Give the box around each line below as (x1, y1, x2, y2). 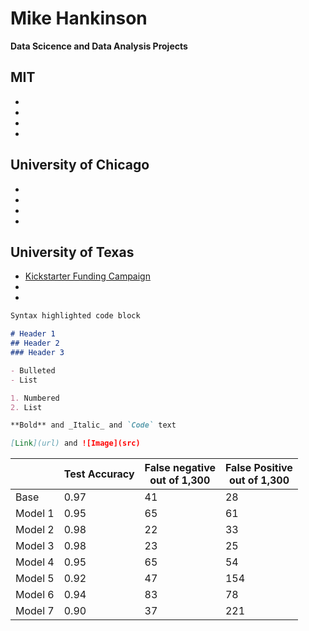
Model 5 (15, 572, 55, 586)
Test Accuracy (63, 467, 135, 481)
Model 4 (15, 555, 55, 569)
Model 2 (15, 523, 55, 537)
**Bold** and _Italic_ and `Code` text (10, 420, 177, 431)
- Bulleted (10, 365, 56, 376)
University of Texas (10, 243, 135, 261)
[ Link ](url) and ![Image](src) (10, 438, 141, 449)
